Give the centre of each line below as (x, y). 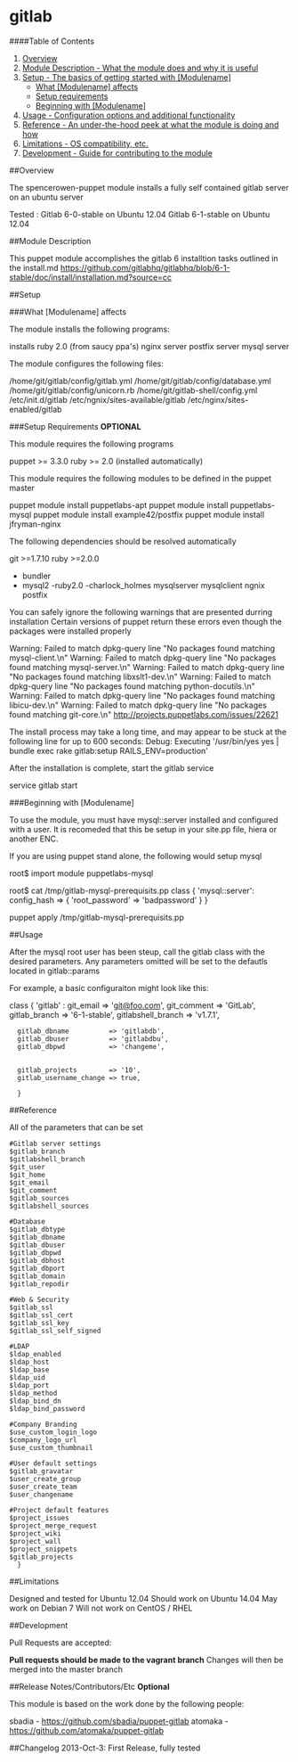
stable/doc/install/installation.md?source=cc (90, 277)
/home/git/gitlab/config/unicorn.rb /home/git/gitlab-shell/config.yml (133, 390)
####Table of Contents (52, 41)
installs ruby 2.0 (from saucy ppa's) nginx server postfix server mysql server (149, 346)
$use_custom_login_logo (53, 1432)
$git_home (28, 1175)
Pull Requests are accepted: (60, 1643)
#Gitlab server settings (55, 1143)
